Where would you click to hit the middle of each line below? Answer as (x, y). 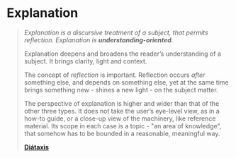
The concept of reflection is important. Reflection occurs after (114, 75)
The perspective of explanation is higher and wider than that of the (122, 103)
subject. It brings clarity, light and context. (85, 61)
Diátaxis (36, 147)
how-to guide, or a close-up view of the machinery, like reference (120, 119)
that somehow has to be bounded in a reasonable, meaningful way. (122, 133)
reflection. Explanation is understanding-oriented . (99, 39)
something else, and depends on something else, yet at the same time (126, 82)
